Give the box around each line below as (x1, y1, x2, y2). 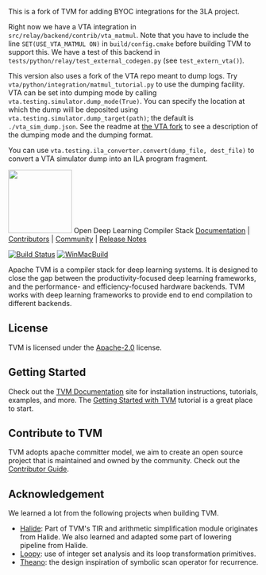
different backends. (8, 299, 72, 308)
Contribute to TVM (8, 427, 103, 440)
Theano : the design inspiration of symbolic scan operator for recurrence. (19, 558, 259, 567)
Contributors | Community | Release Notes (8, 234, 147, 243)
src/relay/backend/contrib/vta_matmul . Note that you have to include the (8, 31, 249, 40)
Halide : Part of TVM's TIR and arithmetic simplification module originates (19, 523, 258, 534)
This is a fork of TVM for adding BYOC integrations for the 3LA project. (8, 7, 240, 16)
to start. (8, 404, 34, 413)
